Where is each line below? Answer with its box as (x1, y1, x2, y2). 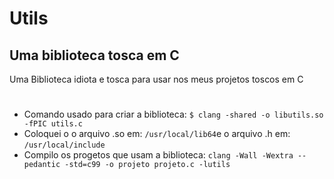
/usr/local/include (23, 140, 106, 151)
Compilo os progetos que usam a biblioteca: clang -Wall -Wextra (23, 149, 294, 161)
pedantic (23, 160, 61, 170)
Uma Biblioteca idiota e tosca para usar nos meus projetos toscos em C (9, 73, 304, 85)
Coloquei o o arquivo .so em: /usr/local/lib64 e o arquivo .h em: (23, 128, 291, 140)
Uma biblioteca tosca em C (9, 47, 180, 64)
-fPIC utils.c (23, 119, 83, 129)
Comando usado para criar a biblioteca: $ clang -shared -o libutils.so (23, 108, 324, 121)
